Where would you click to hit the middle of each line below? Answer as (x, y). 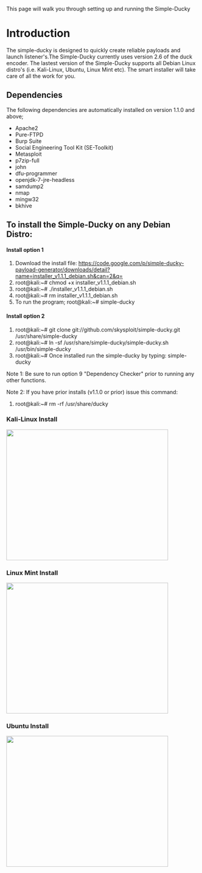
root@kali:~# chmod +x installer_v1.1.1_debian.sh (75, 283)
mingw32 (27, 199)
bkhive (23, 206)
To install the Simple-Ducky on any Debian (89, 225)
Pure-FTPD (29, 134)
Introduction (38, 33)
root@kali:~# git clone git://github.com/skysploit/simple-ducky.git (98, 329)
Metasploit (28, 154)
